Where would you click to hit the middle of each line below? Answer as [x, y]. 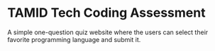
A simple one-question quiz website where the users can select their [108, 32]
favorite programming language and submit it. [74, 39]
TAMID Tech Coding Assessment [106, 13]
